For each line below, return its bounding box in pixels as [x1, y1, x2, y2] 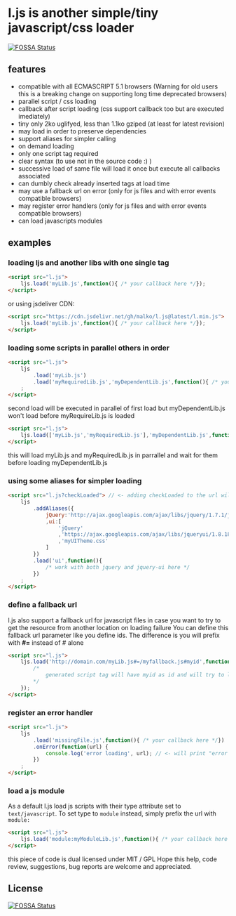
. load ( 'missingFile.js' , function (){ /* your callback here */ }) [33, 736, 225, 744]
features [8, 63, 46, 75]
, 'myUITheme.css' [57, 537, 109, 545]
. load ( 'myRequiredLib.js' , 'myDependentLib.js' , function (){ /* [33, 378, 218, 386]
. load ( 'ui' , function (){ [33, 557, 102, 564]
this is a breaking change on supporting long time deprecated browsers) [18, 89, 227, 98]
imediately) [18, 112, 51, 120]
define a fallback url [8, 600, 78, 610]
